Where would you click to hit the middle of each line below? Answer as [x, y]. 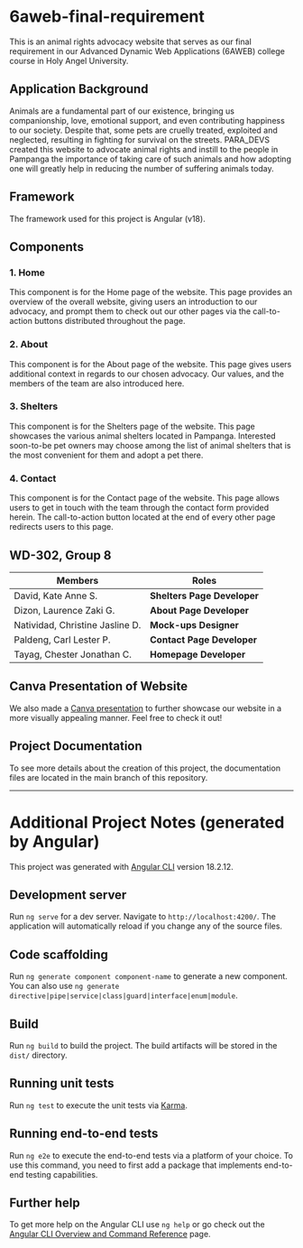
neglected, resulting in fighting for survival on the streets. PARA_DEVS [140, 139]
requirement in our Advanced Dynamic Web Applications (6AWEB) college [147, 51]
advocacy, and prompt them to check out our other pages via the [130, 311]
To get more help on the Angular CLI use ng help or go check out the [137, 1225]
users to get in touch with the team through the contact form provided [139, 508]
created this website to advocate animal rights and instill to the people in [144, 149]
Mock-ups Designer [194, 624]
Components [46, 247]
